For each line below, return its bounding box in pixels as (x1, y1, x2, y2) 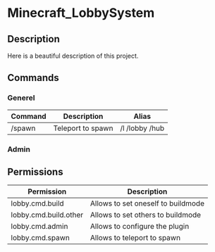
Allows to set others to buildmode (90, 210, 202, 220)
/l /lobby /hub (119, 123, 165, 133)
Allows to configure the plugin (90, 222, 190, 232)
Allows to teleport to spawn (90, 233, 181, 243)
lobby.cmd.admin (11, 222, 68, 232)
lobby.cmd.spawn (11, 233, 70, 243)
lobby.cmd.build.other (11, 210, 84, 220)
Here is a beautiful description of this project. (7, 51, 139, 60)
